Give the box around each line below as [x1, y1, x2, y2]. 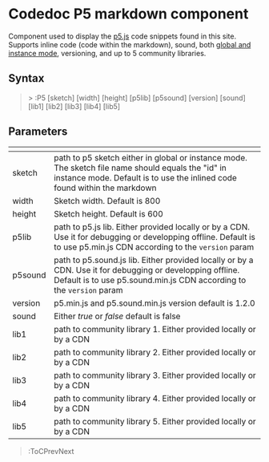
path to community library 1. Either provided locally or [53, 323, 256, 334]
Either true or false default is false [53, 310, 181, 322]
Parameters [8, 125, 68, 139]
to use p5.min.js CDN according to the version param [53, 241, 255, 253]
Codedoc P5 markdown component [8, 5, 249, 23]
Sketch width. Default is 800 [53, 195, 161, 206]
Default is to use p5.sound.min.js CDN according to [53, 274, 247, 286]
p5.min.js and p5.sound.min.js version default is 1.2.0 [53, 298, 255, 309]
